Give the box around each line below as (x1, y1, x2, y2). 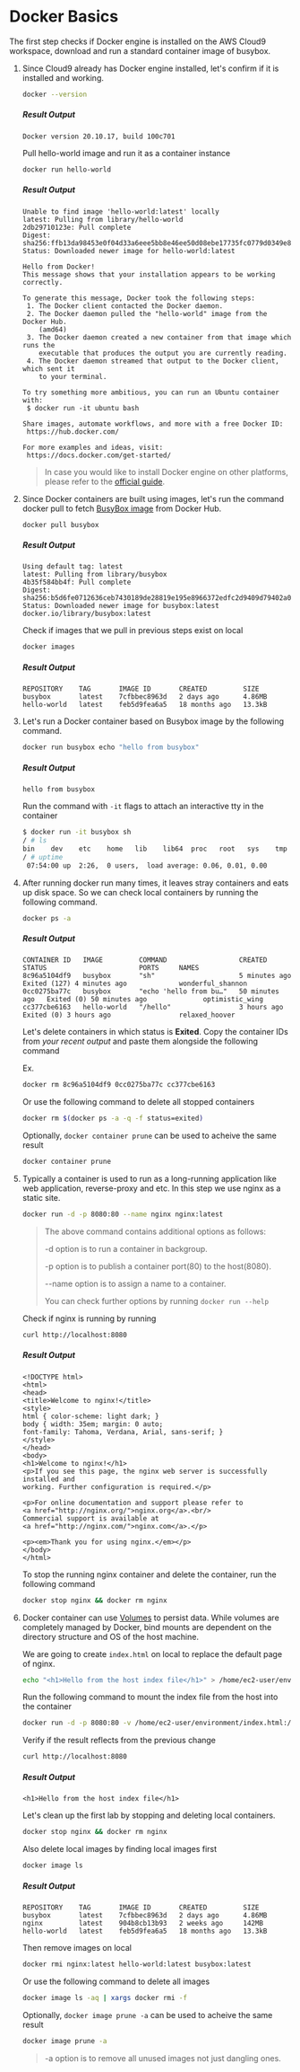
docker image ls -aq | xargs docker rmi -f (21, 1993, 188, 2002)
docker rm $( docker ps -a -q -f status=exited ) (21, 1114, 204, 1124)
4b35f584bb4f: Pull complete (21, 578, 132, 587)
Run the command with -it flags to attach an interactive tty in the (21, 801, 264, 812)
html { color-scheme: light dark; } (21, 1412, 159, 1421)
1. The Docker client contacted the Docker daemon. (26, 301, 224, 311)
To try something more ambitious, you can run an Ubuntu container (21, 388, 279, 397)
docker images (21, 642, 75, 652)
